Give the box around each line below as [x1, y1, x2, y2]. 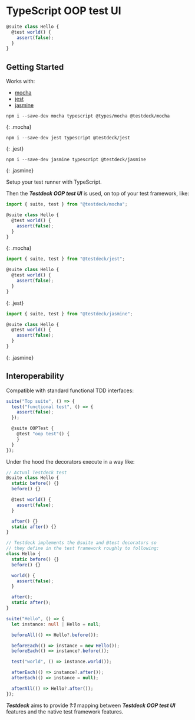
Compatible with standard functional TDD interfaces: [6, 387, 134, 394]
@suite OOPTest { [11, 425, 54, 432]
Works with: [6, 78, 35, 85]
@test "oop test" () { [16, 431, 70, 437]
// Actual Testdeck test [6, 470, 67, 475]
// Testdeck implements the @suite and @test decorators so [6, 540, 157, 546]
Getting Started [6, 62, 64, 72]
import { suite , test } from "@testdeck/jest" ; [6, 256, 125, 262]
